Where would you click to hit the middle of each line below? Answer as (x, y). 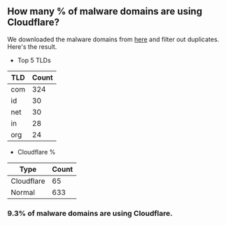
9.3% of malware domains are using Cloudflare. (90, 213)
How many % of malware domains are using (105, 12)
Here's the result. (32, 46)
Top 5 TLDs (34, 60)
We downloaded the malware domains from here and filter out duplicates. (113, 39)
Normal (23, 192)
